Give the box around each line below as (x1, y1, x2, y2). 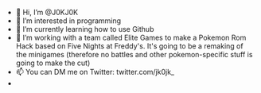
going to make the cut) (15, 58, 91, 68)
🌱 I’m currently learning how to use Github (15, 25, 154, 33)
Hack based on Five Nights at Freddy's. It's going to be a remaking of (15, 41, 244, 51)
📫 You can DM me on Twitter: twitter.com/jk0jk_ (15, 68, 175, 76)
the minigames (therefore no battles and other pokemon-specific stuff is (15, 50, 253, 59)
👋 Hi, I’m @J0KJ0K (15, 8, 78, 17)
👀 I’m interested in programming (15, 16, 122, 25)
